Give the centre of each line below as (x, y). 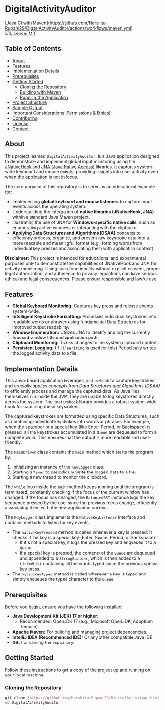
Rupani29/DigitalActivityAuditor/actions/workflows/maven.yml (68, 28)
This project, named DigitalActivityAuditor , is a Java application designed (82, 156)
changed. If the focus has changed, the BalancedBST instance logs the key (80, 497)
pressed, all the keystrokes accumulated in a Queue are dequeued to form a (81, 432)
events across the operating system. (49, 206)
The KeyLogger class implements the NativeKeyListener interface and (75, 517)
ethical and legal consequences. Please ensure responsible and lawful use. (81, 279)
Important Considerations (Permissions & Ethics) (61, 113)
